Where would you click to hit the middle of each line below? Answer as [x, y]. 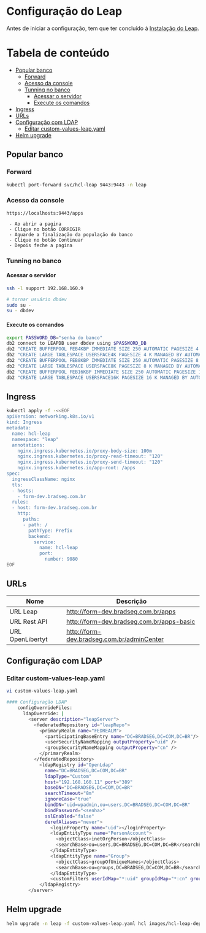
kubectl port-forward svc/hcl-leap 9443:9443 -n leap [77, 185]
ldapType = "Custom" [68, 776]
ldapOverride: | [43, 713]
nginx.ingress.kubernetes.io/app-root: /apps [77, 468]
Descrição [132, 601]
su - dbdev [20, 311]
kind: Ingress [25, 422]
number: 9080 [62, 559]
